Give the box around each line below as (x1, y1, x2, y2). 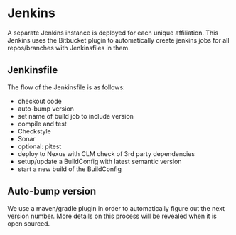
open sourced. (7, 219, 50, 228)
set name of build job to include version (17, 111, 134, 120)
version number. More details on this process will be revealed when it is (7, 212, 217, 220)
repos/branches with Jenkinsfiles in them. (7, 43, 130, 52)
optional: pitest (17, 142, 62, 151)
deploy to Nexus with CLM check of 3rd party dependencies (17, 149, 195, 158)
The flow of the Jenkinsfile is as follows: (7, 83, 126, 92)
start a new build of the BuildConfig (17, 165, 122, 173)
